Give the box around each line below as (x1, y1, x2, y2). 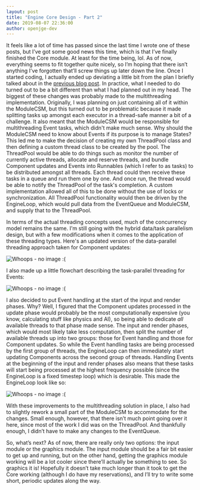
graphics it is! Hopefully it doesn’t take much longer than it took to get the (6, 464, 187, 472)
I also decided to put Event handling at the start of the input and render (6, 296, 181, 304)
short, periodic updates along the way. (6, 477, 101, 485)
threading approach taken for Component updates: (6, 244, 131, 251)
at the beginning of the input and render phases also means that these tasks (6, 360, 194, 367)
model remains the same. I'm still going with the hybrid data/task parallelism (6, 225, 193, 232)
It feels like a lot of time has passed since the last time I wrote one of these (6, 42, 190, 49)
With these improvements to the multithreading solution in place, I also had (6, 402, 190, 409)
